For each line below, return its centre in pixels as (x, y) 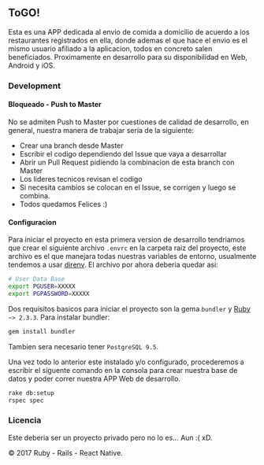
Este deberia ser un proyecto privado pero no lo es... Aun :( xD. (110, 437)
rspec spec (26, 400)
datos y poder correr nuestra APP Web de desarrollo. (95, 378)
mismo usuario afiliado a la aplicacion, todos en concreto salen (110, 48)
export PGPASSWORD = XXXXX (49, 293)
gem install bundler (42, 331)
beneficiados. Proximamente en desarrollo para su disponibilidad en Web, (128, 57)
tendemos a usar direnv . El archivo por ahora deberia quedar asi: (113, 265)
